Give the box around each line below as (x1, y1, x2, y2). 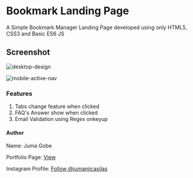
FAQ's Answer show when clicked (14, 109, 98, 116)
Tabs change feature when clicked (14, 103, 100, 110)
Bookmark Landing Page (6, 4, 129, 18)
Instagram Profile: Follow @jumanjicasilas (6, 165, 108, 173)
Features (6, 89, 33, 97)
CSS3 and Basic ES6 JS (6, 30, 65, 37)
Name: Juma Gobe (6, 142, 52, 150)
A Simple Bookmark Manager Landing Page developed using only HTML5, (6, 24, 188, 31)
